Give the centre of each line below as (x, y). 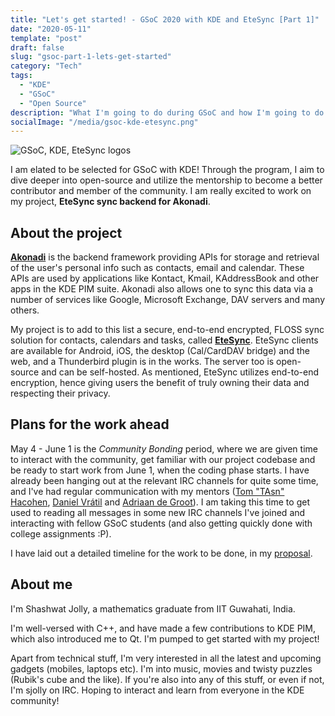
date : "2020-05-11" (51, 29)
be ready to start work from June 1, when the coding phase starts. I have (160, 470)
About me (41, 584)
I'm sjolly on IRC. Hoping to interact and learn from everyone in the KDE (157, 690)
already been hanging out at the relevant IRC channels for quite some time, (164, 480)
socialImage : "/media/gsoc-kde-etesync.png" (104, 122)
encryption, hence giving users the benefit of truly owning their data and (160, 383)
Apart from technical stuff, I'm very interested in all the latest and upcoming (166, 658)
